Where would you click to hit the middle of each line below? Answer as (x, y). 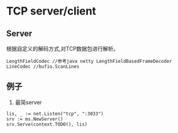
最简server (28, 102)
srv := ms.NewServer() (35, 119)
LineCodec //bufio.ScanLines (43, 66)
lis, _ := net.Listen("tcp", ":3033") (55, 114)
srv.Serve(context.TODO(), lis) (47, 124)
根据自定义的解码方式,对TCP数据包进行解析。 (62, 49)
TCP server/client (51, 11)
